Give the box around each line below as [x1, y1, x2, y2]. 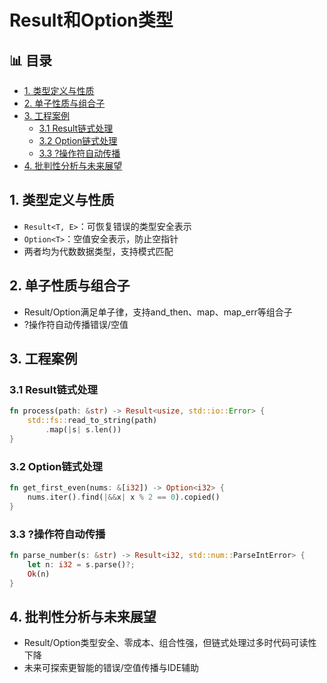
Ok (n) [27, 569, 51, 579]
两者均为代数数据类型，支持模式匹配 [23, 245, 174, 257]
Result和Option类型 [9, 9, 174, 32]
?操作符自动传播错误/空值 [23, 318, 129, 330]
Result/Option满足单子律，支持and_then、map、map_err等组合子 [23, 306, 293, 318]
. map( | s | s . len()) [45, 425, 122, 435]
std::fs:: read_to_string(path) [27, 416, 158, 426]
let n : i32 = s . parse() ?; [27, 559, 136, 570]
